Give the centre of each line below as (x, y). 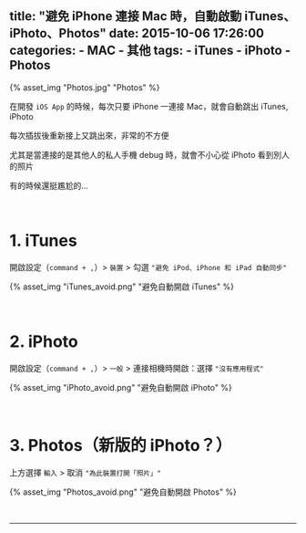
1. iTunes (43, 241)
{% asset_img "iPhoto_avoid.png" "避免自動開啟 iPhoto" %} (121, 387)
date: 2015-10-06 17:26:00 (187, 33)
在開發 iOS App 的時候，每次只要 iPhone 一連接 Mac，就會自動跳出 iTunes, (149, 106)
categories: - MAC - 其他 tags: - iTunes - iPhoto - (150, 51)
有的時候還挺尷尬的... (49, 185)
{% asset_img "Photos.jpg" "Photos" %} (85, 87)
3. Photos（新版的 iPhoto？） (121, 445)
